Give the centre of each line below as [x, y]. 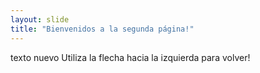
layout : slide [40, 19]
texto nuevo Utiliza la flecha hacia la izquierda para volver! [130, 57]
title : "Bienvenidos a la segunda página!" [102, 29]
